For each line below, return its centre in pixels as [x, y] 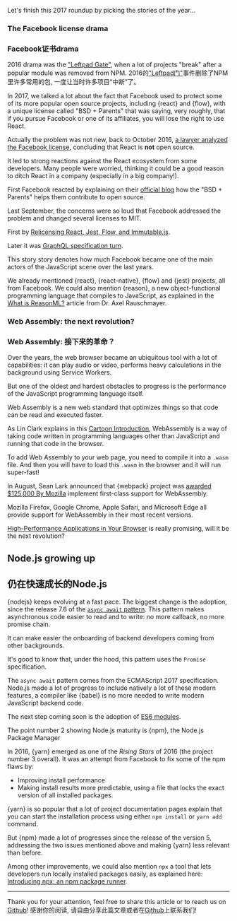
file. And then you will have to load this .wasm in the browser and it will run [114, 465]
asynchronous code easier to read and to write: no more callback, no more [116, 616]
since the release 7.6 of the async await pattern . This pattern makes [106, 609]
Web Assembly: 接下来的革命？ [61, 342]
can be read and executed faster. [55, 415]
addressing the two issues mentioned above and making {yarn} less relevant [119, 845]
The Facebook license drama [58, 28]
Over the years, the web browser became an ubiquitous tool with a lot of [112, 358]
